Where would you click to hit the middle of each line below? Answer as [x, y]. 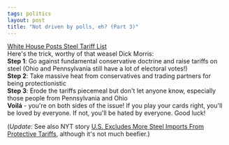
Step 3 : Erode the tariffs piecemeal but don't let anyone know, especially [112, 91]
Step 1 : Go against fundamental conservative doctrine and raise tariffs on [112, 61]
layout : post [26, 20]
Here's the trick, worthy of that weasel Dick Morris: [81, 54]
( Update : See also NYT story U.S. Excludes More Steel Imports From [106, 127]
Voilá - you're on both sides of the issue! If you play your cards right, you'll [115, 106]
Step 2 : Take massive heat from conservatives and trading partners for [109, 76]
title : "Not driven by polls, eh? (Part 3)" [73, 26]
